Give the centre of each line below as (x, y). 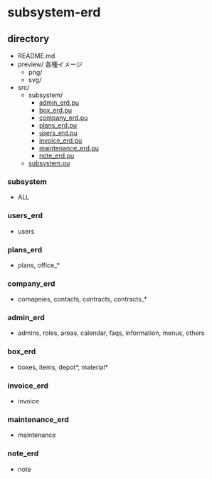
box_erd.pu (55, 110)
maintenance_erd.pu (69, 148)
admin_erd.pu (59, 103)
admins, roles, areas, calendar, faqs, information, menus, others (111, 333)
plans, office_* (39, 265)
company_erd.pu (63, 118)
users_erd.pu (58, 133)
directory (28, 39)
